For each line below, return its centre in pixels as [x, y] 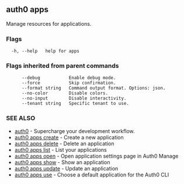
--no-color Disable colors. [65, 93]
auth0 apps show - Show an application [62, 162]
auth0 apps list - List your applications [60, 149]
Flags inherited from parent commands [63, 66]
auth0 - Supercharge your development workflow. [75, 131]
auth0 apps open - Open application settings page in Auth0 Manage [96, 156]
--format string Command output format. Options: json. [93, 88]
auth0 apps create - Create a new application [69, 137]
